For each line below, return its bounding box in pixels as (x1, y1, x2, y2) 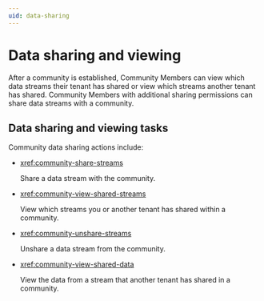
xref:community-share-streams (19, 158, 124, 168)
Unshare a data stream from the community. (19, 244, 166, 254)
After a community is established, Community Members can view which (8, 73, 246, 82)
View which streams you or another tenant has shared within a (19, 205, 226, 215)
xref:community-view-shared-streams (19, 189, 146, 199)
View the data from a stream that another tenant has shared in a (19, 275, 230, 285)
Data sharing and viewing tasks (8, 121, 169, 134)
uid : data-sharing (8, 11, 70, 20)
